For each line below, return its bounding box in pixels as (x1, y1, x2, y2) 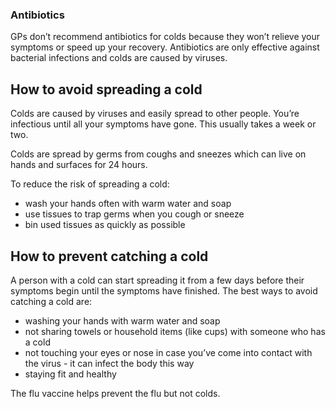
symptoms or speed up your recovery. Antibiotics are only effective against (10, 41, 320, 53)
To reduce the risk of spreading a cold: (10, 178, 170, 190)
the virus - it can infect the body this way (24, 357, 195, 369)
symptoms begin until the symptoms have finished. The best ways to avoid (10, 284, 318, 297)
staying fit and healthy (24, 368, 117, 380)
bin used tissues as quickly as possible (24, 219, 186, 231)
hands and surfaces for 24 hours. (10, 159, 148, 171)
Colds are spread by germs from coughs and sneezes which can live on (10, 148, 307, 160)
